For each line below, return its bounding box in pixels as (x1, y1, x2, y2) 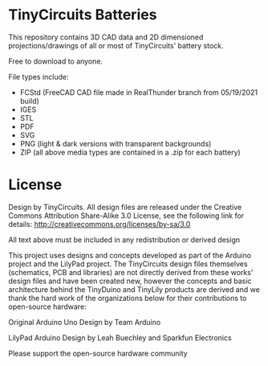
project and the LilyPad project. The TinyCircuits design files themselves (8, 259, 248, 269)
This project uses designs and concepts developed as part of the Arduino (8, 250, 251, 260)
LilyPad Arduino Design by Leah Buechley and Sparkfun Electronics (8, 332, 232, 343)
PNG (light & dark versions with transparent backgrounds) (19, 138, 212, 148)
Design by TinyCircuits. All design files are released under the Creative (8, 202, 242, 212)
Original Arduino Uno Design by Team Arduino (8, 317, 161, 327)
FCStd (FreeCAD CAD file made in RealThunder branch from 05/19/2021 (19, 87, 258, 97)
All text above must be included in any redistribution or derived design (8, 235, 241, 245)
